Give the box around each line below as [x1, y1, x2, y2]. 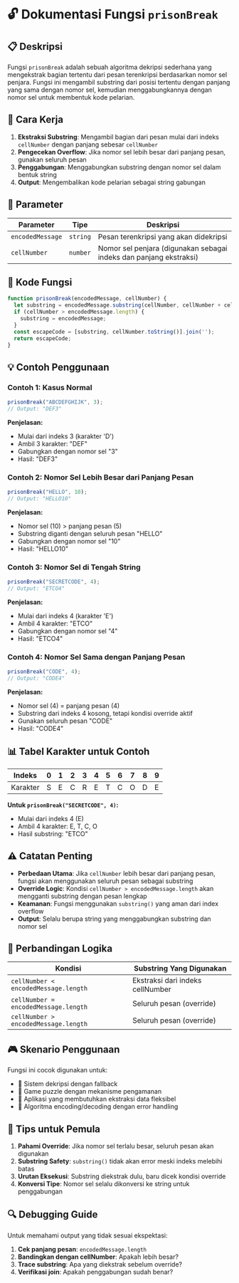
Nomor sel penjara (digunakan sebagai [97, 243, 228, 253]
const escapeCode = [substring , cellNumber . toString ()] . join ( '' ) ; [14, 328, 215, 335]
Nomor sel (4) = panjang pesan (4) [17, 702, 120, 710]
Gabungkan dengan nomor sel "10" [17, 537, 121, 545]
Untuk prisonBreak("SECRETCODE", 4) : [7, 801, 119, 809]
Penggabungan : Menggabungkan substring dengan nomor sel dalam [17, 162, 221, 171]
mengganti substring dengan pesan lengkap [17, 892, 147, 900]
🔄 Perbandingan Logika [7, 943, 112, 955]
